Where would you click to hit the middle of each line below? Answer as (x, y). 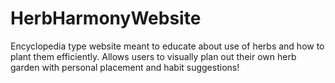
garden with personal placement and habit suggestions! (125, 67)
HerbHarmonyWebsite (106, 18)
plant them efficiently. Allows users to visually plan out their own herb (153, 56)
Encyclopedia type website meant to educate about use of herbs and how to (167, 46)
